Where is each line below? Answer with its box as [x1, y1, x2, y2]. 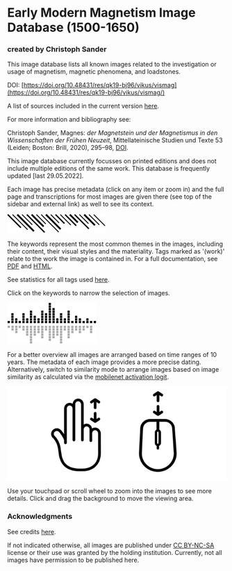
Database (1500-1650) [7, 19, 140, 35]
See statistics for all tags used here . [7, 276, 110, 284]
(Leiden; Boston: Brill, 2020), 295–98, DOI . [7, 144, 129, 152]
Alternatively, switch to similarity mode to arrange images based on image [7, 365, 219, 374]
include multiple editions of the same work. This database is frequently [7, 165, 210, 173]
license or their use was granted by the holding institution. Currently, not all [7, 548, 222, 556]
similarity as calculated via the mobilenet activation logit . [7, 373, 169, 381]
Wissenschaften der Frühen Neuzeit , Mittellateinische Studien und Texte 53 [7, 136, 224, 144]
